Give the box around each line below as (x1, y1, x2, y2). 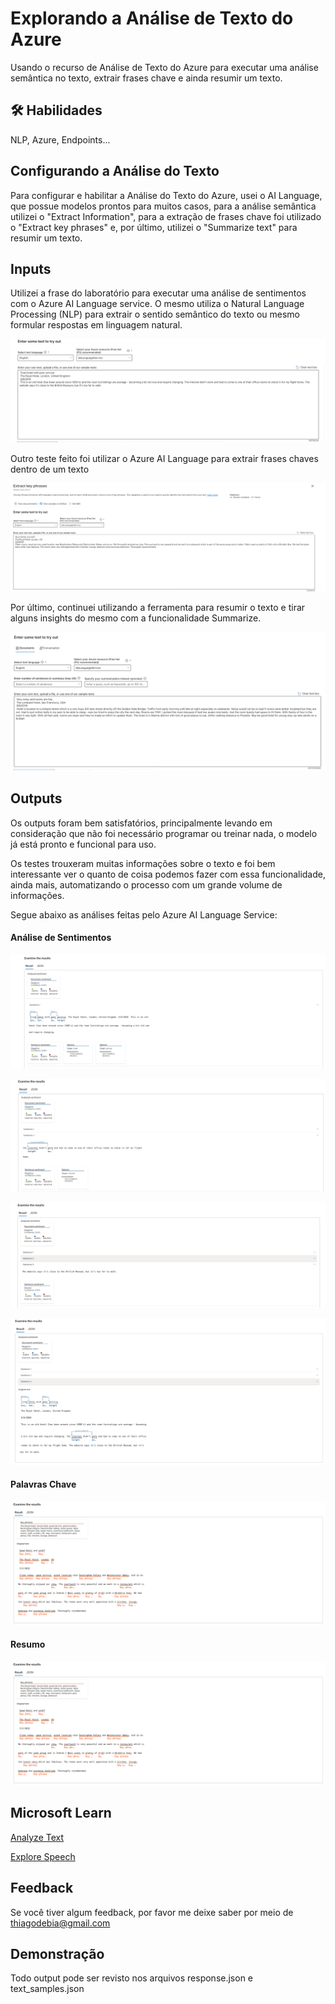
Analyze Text (10, 1831, 65, 1843)
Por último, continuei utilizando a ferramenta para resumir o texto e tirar (10, 601, 306, 613)
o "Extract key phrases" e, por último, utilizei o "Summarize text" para (10, 221, 298, 233)
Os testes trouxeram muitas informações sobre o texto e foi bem (10, 857, 276, 869)
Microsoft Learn (10, 1805, 112, 1822)
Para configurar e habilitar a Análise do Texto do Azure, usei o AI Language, (10, 189, 323, 201)
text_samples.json (10, 1983, 85, 1995)
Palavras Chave (10, 1478, 77, 1491)
